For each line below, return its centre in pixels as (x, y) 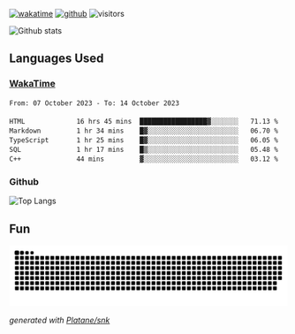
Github (24, 181)
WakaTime (32, 84)
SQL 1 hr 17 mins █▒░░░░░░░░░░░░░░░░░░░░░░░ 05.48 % (144, 150)
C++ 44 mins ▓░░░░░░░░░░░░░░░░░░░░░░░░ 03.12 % (144, 159)
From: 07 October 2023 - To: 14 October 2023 (94, 103)
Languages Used (57, 59)
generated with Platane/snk (60, 320)
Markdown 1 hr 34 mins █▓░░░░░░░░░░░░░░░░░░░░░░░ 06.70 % (144, 131)
